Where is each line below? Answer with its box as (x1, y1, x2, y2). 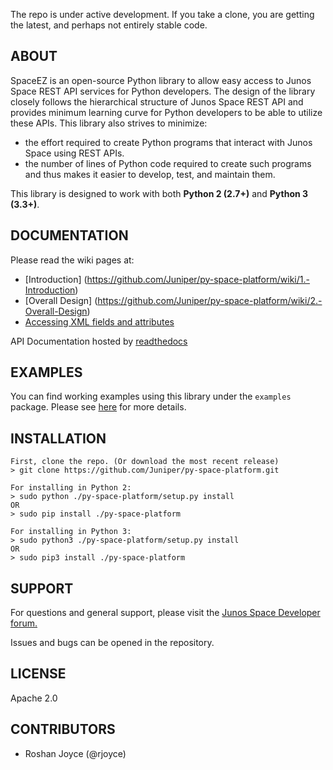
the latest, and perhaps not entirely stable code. (10, 19, 208, 31)
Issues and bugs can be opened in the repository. (10, 637, 215, 649)
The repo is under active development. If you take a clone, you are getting (10, 9, 315, 20)
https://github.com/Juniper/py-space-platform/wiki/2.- (97, 294, 323, 306)
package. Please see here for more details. (10, 401, 187, 413)
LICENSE (10, 665, 67, 683)
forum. (10, 617, 38, 629)
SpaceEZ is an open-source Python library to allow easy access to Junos (10, 74, 312, 86)
